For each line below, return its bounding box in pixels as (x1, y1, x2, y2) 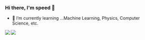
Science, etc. (12, 20, 39, 26)
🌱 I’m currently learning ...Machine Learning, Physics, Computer (12, 15, 140, 21)
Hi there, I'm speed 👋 (5, 4, 55, 11)
